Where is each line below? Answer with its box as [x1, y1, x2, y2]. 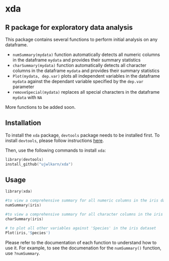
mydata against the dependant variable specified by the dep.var [12, 79, 143, 84]
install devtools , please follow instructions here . [5, 137, 104, 144]
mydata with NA [12, 94, 42, 100]
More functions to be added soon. [5, 104, 76, 110]
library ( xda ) [5, 189, 33, 194]
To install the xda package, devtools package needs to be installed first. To [5, 132, 160, 138]
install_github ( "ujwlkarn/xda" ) [5, 162, 73, 167]
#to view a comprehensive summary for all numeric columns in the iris [5, 198, 158, 203]
